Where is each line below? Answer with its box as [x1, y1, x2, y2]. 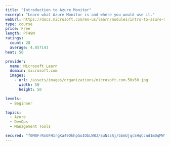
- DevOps [10, 119, 28, 124]
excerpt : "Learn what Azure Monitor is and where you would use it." [5, 12, 155, 17]
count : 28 [10, 40, 30, 45]
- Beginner [10, 101, 33, 106]
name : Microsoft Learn [10, 64, 58, 69]
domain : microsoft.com [10, 68, 58, 73]
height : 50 [18, 87, 42, 92]
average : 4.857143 [10, 45, 49, 50]
